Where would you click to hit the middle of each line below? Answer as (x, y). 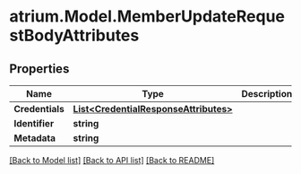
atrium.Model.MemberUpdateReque (147, 17)
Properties (39, 69)
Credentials (39, 109)
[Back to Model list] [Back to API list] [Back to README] (112, 160)
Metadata (35, 138)
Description (267, 94)
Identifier (34, 123)
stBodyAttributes (74, 35)
